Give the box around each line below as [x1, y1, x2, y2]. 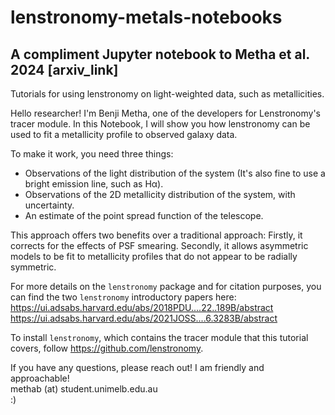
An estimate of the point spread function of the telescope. [24, 210, 264, 221]
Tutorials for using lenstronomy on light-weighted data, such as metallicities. [10, 88, 325, 100]
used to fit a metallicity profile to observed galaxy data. [10, 129, 238, 140]
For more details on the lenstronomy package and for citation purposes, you [10, 281, 322, 292]
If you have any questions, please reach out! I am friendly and [10, 362, 265, 373]
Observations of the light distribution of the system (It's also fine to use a [24, 167, 326, 179]
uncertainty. [24, 199, 75, 211]
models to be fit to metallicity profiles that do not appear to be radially [10, 251, 298, 262]
